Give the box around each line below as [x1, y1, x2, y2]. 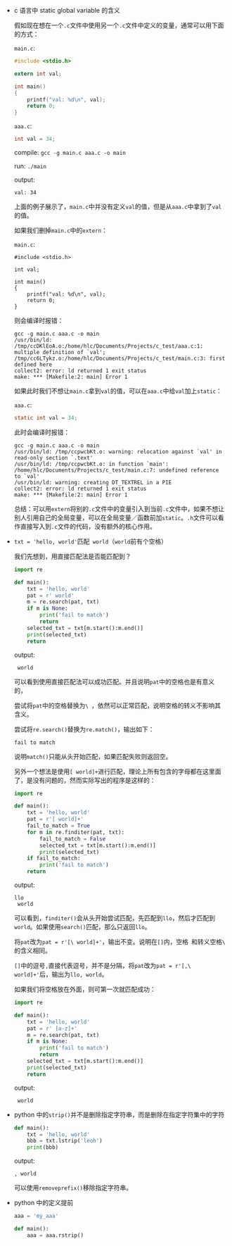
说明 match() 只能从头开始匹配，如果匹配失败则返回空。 [13, 752, 172, 760]
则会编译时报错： [13, 316, 64, 325]
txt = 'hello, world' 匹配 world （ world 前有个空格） [13, 537, 167, 546]
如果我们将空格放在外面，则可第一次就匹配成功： [13, 985, 156, 993]
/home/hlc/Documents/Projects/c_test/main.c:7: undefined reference [13, 467, 219, 474]
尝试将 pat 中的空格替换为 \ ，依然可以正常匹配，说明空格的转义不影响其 [13, 701, 221, 710]
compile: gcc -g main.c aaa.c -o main [13, 149, 127, 156]
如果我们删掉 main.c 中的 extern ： [13, 226, 108, 234]
